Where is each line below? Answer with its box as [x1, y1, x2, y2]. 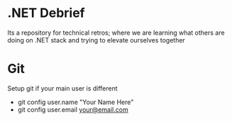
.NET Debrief [7, 5, 85, 21]
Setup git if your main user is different [7, 83, 118, 93]
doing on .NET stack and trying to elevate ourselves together [7, 35, 186, 44]
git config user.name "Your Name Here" [17, 98, 134, 106]
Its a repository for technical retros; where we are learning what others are [7, 28, 225, 37]
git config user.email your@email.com [17, 105, 129, 114]
